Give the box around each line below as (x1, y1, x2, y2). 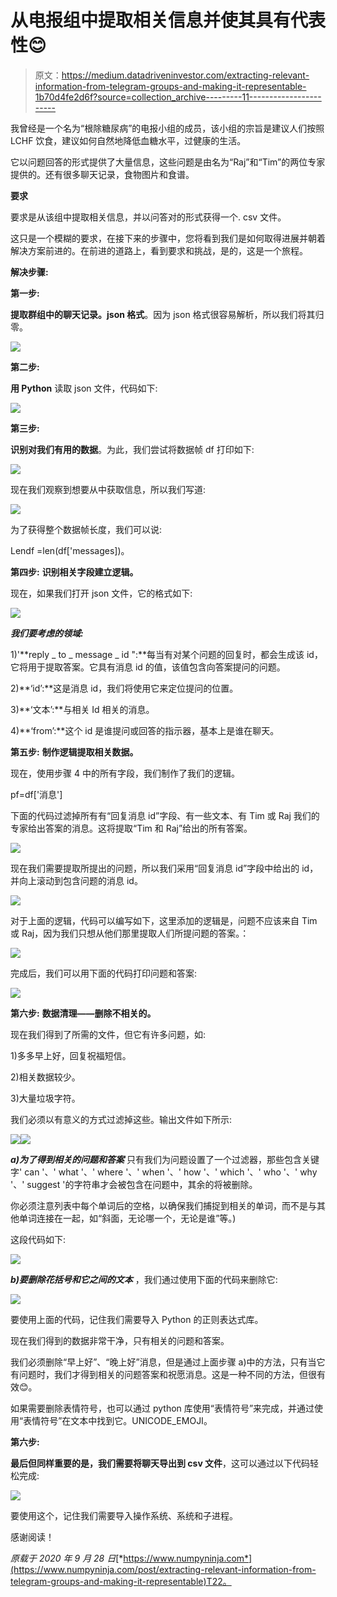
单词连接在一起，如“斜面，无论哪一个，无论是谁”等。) (18, 1212, 237, 1224)
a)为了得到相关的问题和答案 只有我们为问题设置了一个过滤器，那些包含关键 (10, 1153, 320, 1165)
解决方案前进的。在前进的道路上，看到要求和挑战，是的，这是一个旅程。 (10, 244, 308, 256)
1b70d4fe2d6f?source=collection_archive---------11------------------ (34, 91, 322, 103)
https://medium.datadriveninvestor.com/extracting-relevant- (61, 69, 310, 81)
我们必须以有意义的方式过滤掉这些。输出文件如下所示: (10, 1113, 233, 1125)
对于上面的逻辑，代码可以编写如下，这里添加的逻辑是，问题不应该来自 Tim (10, 914, 318, 926)
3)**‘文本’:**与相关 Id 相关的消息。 (10, 703, 155, 715)
